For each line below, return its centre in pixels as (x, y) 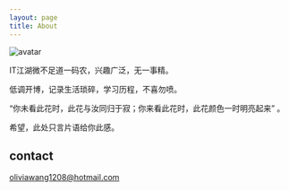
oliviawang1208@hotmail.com (64, 178)
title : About (34, 26)
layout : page (34, 17)
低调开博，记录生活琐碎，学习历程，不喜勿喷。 (95, 89)
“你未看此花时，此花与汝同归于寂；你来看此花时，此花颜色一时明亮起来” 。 (147, 108)
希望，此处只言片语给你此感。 (64, 127)
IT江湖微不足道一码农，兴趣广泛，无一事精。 (91, 70)
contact (31, 156)
